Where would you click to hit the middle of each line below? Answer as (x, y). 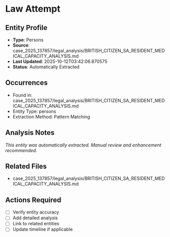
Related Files (26, 167)
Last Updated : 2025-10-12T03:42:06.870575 (60, 61)
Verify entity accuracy (36, 212)
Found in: (22, 95)
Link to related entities (36, 224)
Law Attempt (33, 9)
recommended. (21, 150)
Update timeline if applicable (42, 229)
